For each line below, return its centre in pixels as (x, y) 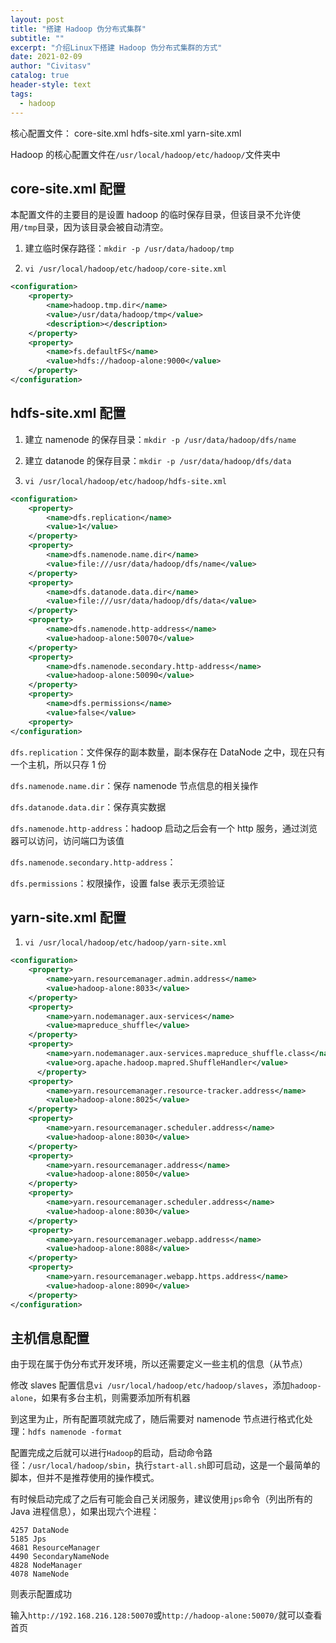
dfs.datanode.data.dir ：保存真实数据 (88, 807)
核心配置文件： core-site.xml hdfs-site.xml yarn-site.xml (126, 133)
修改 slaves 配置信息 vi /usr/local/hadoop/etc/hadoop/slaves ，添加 (150, 1385)
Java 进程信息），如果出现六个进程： (85, 1512)
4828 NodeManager (46, 1566)
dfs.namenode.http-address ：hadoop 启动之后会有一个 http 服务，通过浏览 (164, 828)
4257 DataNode (40, 1531)
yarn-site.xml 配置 (68, 917)
